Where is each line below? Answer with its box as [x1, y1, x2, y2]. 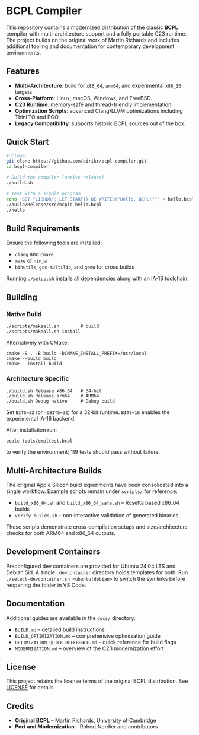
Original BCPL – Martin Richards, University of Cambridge [14, 717, 157, 724]
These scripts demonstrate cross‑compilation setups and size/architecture [6, 523, 188, 530]
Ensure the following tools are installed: [6, 239, 102, 247]
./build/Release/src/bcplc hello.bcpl [6, 202, 102, 208]
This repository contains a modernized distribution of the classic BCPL [6, 24, 179, 31]
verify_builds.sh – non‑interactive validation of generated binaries [14, 512, 179, 519]
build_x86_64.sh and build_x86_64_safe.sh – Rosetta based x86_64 [14, 499, 180, 507]
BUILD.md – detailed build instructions [14, 626, 105, 633]
